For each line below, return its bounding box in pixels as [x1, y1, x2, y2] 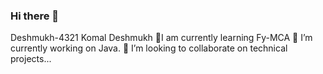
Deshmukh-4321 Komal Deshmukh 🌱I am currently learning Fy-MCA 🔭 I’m [10, 32, 313, 44]
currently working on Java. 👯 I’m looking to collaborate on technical [10, 42, 288, 54]
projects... [10, 53, 52, 65]
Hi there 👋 [10, 9, 60, 23]
